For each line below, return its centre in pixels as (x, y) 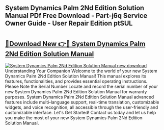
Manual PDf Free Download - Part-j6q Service (76, 16)
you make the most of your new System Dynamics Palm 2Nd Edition (74, 118)
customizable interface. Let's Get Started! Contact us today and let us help (81, 113)
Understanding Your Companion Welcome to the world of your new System (81, 71)
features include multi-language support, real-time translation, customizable (82, 102)
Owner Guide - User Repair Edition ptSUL (69, 23)
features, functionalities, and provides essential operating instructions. (76, 81)
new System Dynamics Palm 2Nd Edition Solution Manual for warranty (76, 92)
